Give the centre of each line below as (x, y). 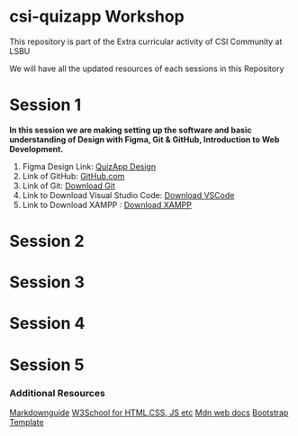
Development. (36, 149)
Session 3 (47, 282)
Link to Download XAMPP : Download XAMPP (107, 204)
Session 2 (47, 241)
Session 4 (47, 324)
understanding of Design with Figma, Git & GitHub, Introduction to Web (144, 139)
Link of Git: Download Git (68, 186)
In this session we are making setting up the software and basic (131, 130)
